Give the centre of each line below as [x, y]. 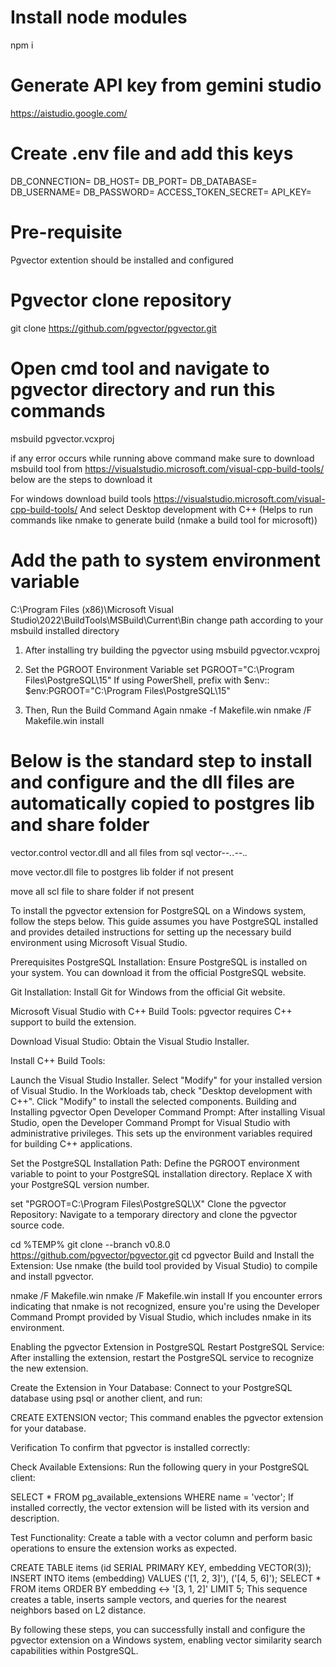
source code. [37, 1225]
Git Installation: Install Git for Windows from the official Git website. [148, 992]
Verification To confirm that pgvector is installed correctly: [130, 1447]
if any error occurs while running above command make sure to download [162, 458]
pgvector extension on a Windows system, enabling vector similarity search [166, 1640]
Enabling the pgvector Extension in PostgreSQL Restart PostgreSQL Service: [167, 1347]
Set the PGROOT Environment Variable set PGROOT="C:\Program [159, 669]
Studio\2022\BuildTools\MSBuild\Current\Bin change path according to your [167, 620]
